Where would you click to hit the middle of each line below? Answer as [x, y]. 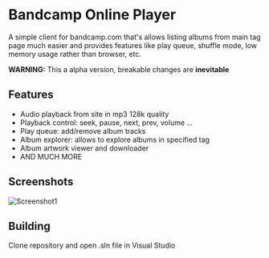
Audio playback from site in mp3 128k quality [94, 114]
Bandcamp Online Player [92, 15]
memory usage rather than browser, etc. [75, 54]
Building [29, 226]
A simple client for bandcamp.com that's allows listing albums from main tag [134, 37]
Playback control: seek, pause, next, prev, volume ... [106, 123]
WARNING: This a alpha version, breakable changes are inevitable [119, 69]
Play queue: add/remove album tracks [83, 131]
